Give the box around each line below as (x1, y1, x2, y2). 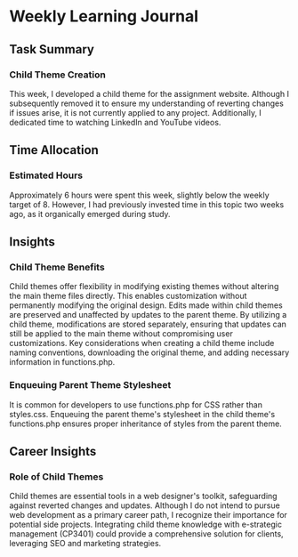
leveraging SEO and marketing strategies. (9, 538, 162, 549)
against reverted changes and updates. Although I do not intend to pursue (9, 500, 280, 511)
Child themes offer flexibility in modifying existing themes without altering (9, 281, 279, 292)
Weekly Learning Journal (9, 6, 198, 27)
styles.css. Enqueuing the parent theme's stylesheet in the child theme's (9, 408, 276, 419)
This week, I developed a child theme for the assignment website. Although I (9, 88, 289, 99)
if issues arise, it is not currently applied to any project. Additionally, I (9, 107, 262, 117)
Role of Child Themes (9, 470, 104, 482)
